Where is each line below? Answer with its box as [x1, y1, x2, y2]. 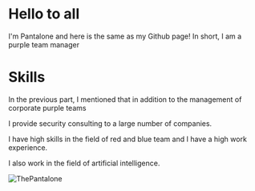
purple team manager [8, 39, 80, 49]
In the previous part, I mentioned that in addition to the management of [8, 94, 242, 104]
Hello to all [8, 5, 80, 23]
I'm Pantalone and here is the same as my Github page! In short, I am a [8, 31, 242, 41]
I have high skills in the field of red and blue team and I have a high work [8, 134, 247, 144]
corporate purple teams [8, 103, 87, 112]
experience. [8, 142, 48, 152]
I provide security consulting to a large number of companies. [8, 118, 212, 128]
